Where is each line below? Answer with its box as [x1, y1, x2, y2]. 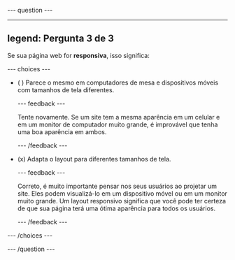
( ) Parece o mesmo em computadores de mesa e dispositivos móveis [17, 78, 219, 87]
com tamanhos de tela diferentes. [17, 85, 115, 94]
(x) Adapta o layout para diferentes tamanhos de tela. [17, 154, 171, 163]
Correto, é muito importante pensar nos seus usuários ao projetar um [17, 182, 218, 190]
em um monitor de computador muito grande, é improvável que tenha [17, 120, 218, 129]
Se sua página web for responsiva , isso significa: [7, 51, 150, 59]
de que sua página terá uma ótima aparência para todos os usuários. [17, 204, 215, 212]
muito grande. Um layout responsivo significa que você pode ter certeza [17, 196, 226, 205]
